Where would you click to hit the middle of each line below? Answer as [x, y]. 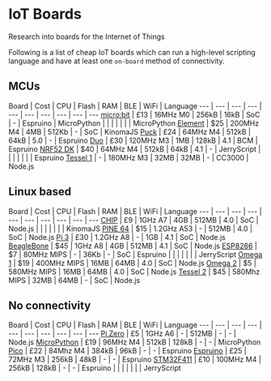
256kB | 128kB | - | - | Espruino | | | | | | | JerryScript [95, 368]
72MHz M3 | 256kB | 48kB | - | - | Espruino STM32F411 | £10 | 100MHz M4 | [135, 360]
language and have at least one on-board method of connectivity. [116, 61]
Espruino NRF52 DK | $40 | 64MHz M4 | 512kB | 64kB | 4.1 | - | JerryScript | [135, 149]
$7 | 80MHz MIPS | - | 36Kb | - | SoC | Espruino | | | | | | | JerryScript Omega [135, 254]
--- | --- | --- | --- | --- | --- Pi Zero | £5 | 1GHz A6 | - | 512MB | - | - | [123, 334]
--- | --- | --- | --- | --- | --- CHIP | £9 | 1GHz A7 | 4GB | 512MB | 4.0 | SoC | [133, 220]
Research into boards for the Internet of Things [87, 36]
